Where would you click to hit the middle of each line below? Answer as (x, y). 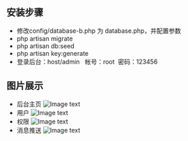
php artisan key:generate (53, 53)
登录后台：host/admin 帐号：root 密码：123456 (87, 61)
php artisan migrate (45, 38)
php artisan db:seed (45, 46)
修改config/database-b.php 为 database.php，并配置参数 (99, 31)
